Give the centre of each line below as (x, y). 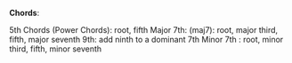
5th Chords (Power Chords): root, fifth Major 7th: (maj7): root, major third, (144, 30)
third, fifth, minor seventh (56, 49)
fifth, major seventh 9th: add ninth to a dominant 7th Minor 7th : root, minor (146, 39)
